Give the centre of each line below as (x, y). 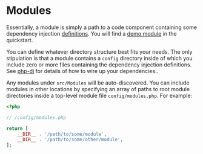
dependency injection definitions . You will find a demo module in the (92, 33)
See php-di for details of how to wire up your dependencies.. (82, 71)
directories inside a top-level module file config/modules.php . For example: (99, 95)
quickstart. (20, 40)
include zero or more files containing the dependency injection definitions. (99, 65)
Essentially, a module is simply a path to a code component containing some (101, 27)
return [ (17, 128)
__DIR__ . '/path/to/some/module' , (62, 134)
